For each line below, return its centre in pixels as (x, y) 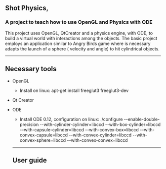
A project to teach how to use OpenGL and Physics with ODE (79, 22)
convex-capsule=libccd (44, 135)
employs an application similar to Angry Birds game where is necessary (78, 43)
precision (29, 124)
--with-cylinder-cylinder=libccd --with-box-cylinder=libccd (100, 124)
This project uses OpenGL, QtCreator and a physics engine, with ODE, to (79, 33)
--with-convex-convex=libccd (97, 140)
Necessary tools (31, 69)
